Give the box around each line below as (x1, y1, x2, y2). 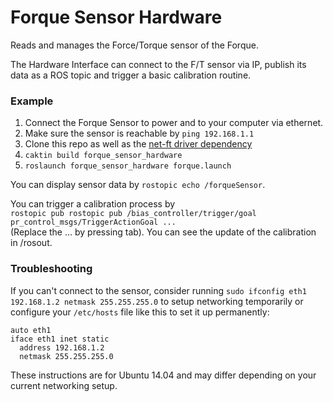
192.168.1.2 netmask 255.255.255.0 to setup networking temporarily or (10, 295, 304, 307)
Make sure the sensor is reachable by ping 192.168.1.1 (24, 127, 255, 140)
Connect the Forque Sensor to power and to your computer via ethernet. (24, 117, 324, 129)
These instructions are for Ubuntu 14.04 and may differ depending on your (10, 369, 317, 381)
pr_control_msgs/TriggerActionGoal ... (10, 217, 177, 228)
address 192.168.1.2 (19, 342, 105, 353)
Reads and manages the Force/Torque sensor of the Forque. (10, 39, 259, 51)
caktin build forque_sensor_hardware (24, 151, 183, 161)
